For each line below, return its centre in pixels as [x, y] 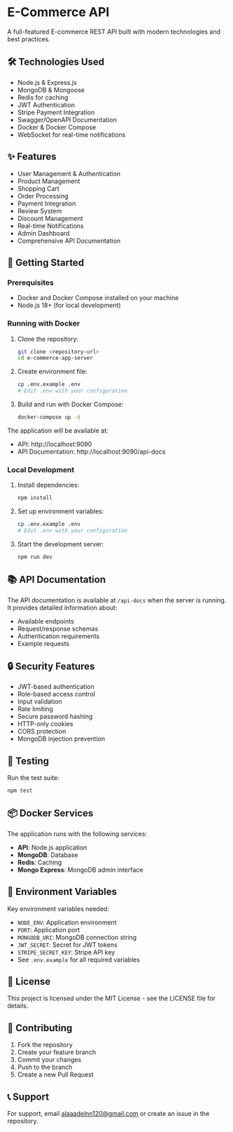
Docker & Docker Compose [57, 127]
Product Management [49, 181]
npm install [35, 498]
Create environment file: [52, 372]
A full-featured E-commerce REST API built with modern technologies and [114, 32]
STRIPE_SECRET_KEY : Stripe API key [66, 952]
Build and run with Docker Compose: [70, 405]
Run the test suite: [33, 778]
